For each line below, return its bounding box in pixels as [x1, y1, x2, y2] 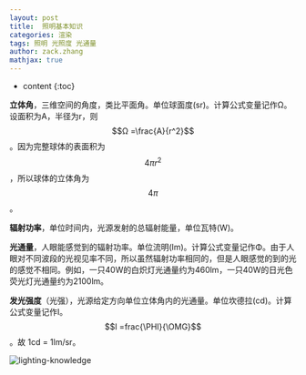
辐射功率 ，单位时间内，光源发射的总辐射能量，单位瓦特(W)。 [9, 222, 240, 233]
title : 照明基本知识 [9, 22, 84, 31]
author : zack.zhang [9, 47, 84, 56]
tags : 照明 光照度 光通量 [9, 38, 97, 48]
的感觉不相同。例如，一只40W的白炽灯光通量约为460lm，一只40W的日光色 [9, 264, 293, 275]
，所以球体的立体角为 [9, 172, 89, 183]
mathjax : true [9, 56, 64, 65]
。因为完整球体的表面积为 [9, 141, 106, 151]
